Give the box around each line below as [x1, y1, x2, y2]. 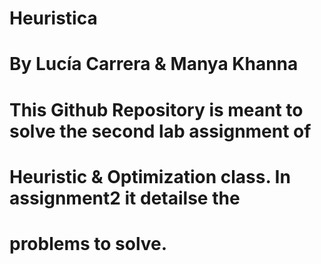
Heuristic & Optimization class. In [9, 165, 291, 188]
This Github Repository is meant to [9, 98, 304, 121]
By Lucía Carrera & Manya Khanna [9, 53, 299, 76]
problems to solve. [9, 232, 168, 255]
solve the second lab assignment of [9, 120, 312, 142]
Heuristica [9, 7, 98, 30]
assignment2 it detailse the [9, 187, 241, 209]
